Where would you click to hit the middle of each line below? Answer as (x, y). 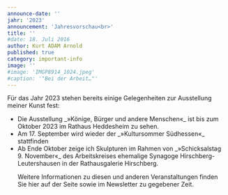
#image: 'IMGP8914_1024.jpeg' (51, 72)
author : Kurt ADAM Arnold (45, 46)
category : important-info (45, 59)
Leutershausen (39, 164)
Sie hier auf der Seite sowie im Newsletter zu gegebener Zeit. (105, 185)
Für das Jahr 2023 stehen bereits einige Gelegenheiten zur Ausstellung (109, 98)
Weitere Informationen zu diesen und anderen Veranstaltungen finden (117, 177)
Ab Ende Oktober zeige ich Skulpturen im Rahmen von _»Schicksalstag (119, 149)
